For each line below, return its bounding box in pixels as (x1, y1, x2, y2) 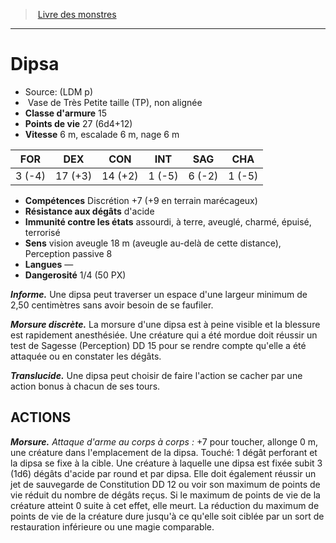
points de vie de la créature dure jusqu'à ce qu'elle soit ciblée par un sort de (10, 510, 325, 522)
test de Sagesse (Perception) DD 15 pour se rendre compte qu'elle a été (10, 339, 307, 351)
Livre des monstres (37, 9, 117, 20)
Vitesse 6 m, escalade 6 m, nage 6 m (24, 128, 180, 140)
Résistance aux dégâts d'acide (24, 205, 155, 217)
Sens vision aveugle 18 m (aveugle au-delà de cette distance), (24, 237, 282, 249)
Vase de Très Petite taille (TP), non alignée (27, 96, 203, 108)
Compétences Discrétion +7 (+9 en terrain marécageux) (24, 194, 258, 206)
